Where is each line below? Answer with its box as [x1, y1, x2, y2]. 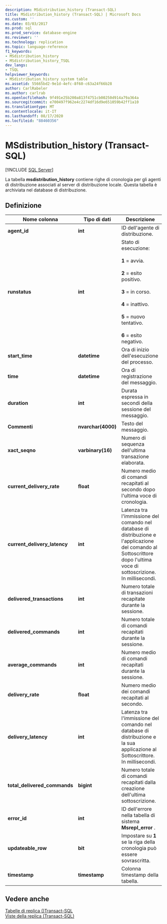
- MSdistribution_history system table [5, 77, 88, 82]
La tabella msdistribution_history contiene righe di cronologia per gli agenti [5, 176, 162, 182]
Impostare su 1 [121, 832, 157, 839]
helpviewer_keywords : [5, 72, 50, 77]
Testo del [121, 420, 143, 427]
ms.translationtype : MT [5, 104, 55, 109]
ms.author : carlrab [5, 91, 46, 95]
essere [121, 851, 138, 858]
